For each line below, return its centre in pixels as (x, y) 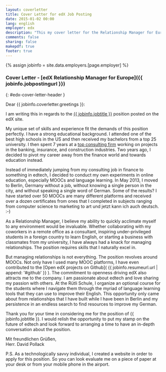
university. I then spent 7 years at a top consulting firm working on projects (82, 144)
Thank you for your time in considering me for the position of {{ (70, 313)
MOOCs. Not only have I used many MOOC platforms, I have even (72, 262)
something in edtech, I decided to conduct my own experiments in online (80, 175)
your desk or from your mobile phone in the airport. (58, 364)
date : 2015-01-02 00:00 (30, 19)
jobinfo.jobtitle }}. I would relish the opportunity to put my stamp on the (78, 319)
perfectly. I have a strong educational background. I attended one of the (79, 134)
